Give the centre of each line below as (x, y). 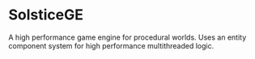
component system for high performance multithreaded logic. (111, 45)
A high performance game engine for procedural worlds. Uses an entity (127, 37)
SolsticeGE (46, 15)
